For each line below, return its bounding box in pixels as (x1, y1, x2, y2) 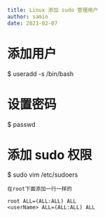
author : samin (7, 13, 49, 20)
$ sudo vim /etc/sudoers (7, 170, 78, 179)
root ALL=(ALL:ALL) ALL (7, 198, 77, 205)
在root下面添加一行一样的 (7, 185, 72, 193)
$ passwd (7, 120, 36, 128)
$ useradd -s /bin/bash (7, 69, 74, 77)
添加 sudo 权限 (7, 147, 92, 163)
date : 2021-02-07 (7, 20, 58, 27)
